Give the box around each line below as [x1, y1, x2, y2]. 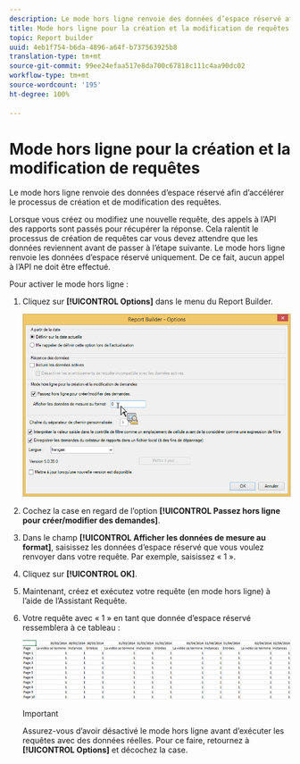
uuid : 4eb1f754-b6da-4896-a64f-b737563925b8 [9, 43, 178, 52]
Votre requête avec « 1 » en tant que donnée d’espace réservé [21, 612, 252, 623]
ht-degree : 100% [9, 89, 70, 98]
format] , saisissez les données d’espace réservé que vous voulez [21, 542, 264, 552]
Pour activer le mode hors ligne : [9, 279, 129, 290]
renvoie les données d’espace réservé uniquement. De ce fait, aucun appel [9, 252, 285, 263]
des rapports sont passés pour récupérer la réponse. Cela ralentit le [9, 223, 259, 234]
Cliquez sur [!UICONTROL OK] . [21, 568, 137, 579]
